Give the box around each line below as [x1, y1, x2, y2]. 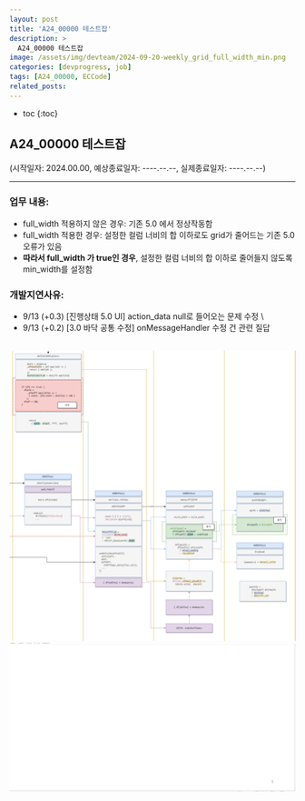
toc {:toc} [22, 107, 59, 118]
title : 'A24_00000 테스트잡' [9, 24, 112, 34]
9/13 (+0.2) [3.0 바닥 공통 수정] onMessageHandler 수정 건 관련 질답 [22, 323, 271, 334]
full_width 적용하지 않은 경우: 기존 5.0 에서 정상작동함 [22, 218, 213, 229]
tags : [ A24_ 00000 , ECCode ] [9, 73, 112, 82]
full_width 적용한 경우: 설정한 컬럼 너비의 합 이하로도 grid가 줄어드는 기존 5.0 [22, 229, 295, 240]
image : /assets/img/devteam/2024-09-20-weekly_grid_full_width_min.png [9, 53, 286, 63]
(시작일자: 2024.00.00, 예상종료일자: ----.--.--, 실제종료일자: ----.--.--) [9, 162, 266, 173]
